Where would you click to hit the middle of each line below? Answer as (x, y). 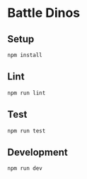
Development (38, 153)
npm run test (27, 131)
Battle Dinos (44, 13)
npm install (25, 55)
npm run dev (25, 168)
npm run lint (27, 93)
